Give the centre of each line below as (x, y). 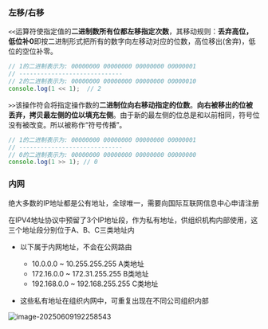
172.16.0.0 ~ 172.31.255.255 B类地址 (90, 273)
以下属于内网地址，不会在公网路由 (76, 247)
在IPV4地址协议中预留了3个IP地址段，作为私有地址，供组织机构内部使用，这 (133, 220)
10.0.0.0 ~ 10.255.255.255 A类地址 (88, 264)
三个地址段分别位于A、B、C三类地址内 (72, 229)
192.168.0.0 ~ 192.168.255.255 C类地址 (95, 284)
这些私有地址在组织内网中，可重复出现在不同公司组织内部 (114, 300)
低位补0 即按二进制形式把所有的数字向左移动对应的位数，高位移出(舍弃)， (128, 41)
